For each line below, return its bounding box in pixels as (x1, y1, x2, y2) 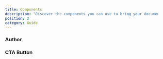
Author (5, 36, 22, 43)
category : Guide (5, 20, 38, 25)
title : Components (5, 7, 42, 12)
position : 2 (5, 16, 29, 21)
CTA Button (5, 49, 33, 56)
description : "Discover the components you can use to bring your (5, 12, 142, 16)
